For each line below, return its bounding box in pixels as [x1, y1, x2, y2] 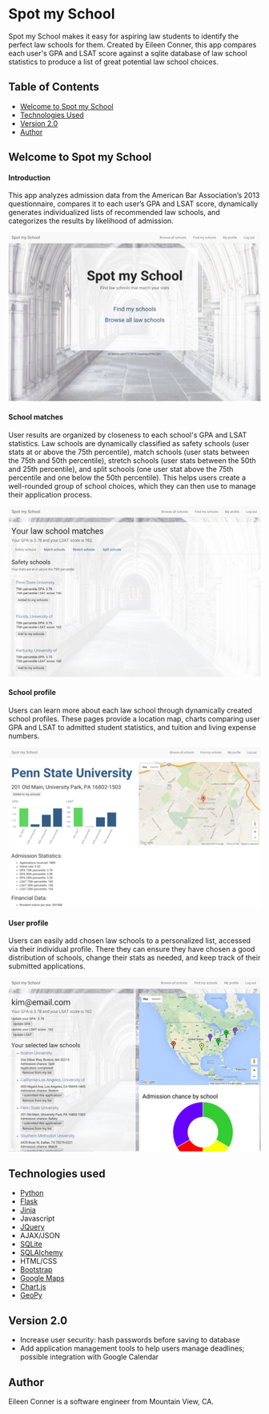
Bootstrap [19, 1265, 53, 1274]
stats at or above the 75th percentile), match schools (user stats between [8, 447, 250, 457]
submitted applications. [8, 961, 86, 971]
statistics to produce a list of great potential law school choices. [8, 57, 219, 67]
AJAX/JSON [19, 1231, 60, 1241]
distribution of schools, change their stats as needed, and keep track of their [8, 953, 261, 963]
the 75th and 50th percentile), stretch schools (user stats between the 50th [8, 455, 256, 465]
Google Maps [19, 1274, 65, 1283]
